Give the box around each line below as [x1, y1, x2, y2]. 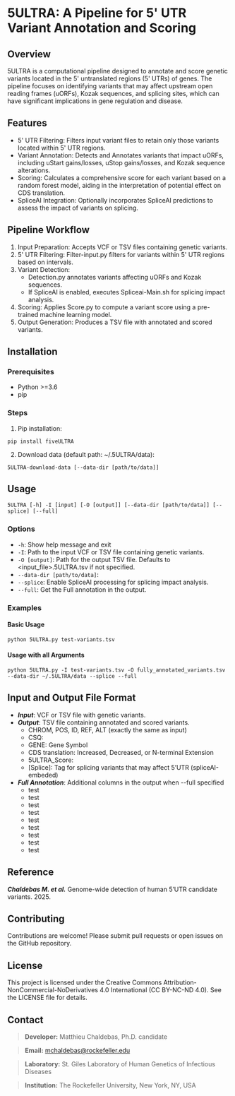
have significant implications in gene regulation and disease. [7, 97, 183, 105]
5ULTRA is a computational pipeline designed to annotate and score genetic [7, 67, 228, 75]
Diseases [24, 1068, 52, 1076]
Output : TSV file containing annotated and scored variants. [17, 718, 190, 727]
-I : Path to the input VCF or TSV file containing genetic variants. [17, 547, 205, 556]
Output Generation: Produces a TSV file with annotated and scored [17, 318, 212, 326]
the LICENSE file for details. [7, 994, 88, 1002]
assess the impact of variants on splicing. [17, 203, 139, 212]
